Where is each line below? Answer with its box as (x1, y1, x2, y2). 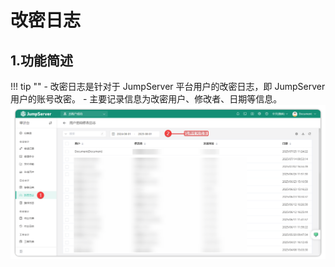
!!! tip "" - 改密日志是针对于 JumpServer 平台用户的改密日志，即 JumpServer (10, 81, 326, 92)
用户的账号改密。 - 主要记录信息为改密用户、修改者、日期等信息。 (10, 93, 283, 105)
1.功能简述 (10, 52, 74, 69)
